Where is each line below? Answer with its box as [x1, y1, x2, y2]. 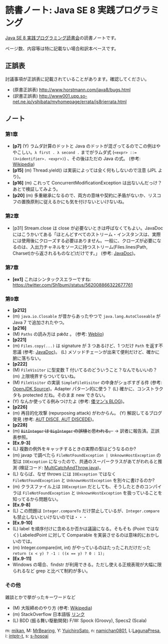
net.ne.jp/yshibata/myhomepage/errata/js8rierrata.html [12, 99, 127, 105]
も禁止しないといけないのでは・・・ [12, 514, 88, 520]
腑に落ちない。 [12, 355, 44, 361]
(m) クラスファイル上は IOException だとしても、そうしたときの [12, 484, 144, 490]
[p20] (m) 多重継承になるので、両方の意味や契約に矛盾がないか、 [12, 192, 148, 199]
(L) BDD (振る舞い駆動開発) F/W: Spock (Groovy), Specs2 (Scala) [12, 617, 147, 623]
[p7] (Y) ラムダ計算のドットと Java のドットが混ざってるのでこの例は [12, 143, 156, 149]
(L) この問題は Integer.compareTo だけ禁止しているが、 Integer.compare [12, 508, 160, 514]
